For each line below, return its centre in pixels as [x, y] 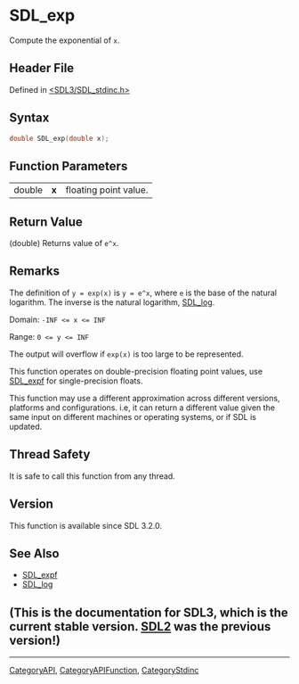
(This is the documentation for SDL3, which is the [149, 612]
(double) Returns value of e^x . [64, 243]
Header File [42, 68]
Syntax [29, 118]
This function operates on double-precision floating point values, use [136, 371]
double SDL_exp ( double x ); [59, 138]
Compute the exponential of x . [65, 40]
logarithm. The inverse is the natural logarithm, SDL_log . [112, 302]
